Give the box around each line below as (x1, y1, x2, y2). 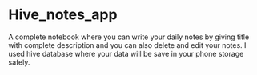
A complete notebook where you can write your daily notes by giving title (8, 32, 250, 41)
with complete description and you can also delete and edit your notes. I (8, 40, 247, 49)
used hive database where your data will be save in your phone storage (8, 49, 244, 58)
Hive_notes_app (8, 6, 118, 24)
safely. (8, 57, 30, 67)
